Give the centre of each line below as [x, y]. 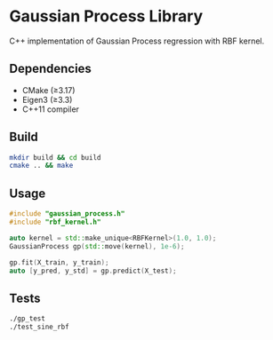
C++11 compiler [51, 109]
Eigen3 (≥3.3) [47, 99]
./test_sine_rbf [39, 327]
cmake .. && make [41, 166]
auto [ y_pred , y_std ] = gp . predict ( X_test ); [93, 271]
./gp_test [28, 319]
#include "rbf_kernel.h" [55, 222]
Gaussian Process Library [106, 16]
